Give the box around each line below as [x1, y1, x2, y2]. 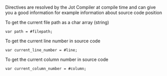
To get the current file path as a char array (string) [5, 20, 109, 25]
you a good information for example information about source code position [5, 10, 162, 16]
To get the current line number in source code [5, 38, 101, 44]
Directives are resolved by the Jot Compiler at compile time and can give [5, 5, 156, 10]
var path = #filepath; [5, 29, 53, 34]
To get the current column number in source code [5, 56, 109, 62]
